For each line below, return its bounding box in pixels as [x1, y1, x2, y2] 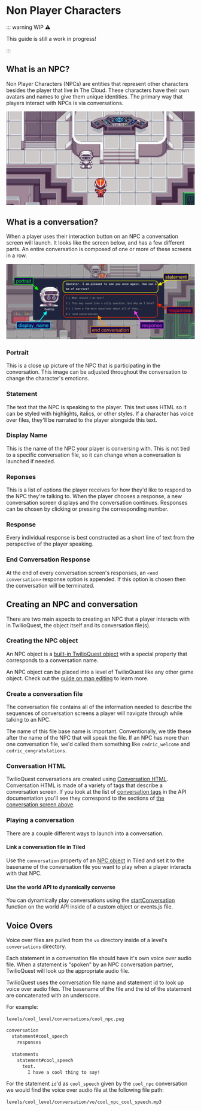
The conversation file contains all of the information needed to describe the [6, 704, 193, 711]
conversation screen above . [6, 801, 75, 808]
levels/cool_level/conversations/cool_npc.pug [6, 1016, 124, 1022]
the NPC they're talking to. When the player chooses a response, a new [6, 493, 182, 500]
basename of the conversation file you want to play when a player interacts [6, 863, 191, 870]
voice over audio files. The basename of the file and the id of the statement [6, 985, 191, 992]
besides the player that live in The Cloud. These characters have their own [6, 87, 190, 94]
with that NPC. [6, 869, 42, 877]
